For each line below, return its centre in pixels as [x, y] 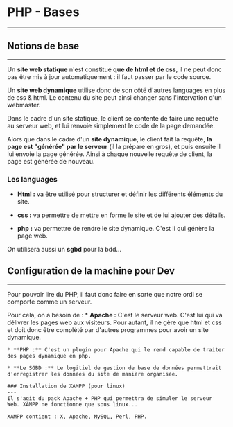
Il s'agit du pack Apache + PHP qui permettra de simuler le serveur [110, 398]
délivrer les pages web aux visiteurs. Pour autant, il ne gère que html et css [114, 322]
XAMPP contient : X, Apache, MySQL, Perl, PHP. [77, 417]
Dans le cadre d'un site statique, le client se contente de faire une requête [113, 118]
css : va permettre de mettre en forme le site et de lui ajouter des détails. [121, 215]
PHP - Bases [43, 12]
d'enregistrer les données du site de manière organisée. [93, 374]
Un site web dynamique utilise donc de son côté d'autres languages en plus [116, 90]
